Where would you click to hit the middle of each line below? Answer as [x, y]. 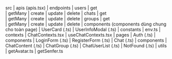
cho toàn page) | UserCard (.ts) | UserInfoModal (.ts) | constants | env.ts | [83, 29]
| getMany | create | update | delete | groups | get [58, 19]
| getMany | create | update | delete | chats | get [56, 13]
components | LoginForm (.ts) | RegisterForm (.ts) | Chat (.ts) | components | [86, 40]
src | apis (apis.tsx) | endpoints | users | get [51, 8]
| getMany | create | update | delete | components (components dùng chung [86, 24]
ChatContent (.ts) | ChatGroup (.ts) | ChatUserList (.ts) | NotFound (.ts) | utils [86, 46]
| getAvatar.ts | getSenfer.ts [34, 51]
